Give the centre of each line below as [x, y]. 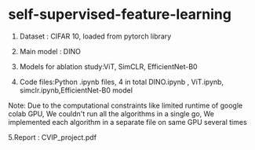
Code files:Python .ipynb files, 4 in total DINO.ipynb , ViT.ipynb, [122, 82]
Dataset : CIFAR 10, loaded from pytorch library [95, 36]
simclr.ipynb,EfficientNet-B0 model [76, 90]
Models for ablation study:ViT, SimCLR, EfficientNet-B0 [108, 66]
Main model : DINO [50, 51]
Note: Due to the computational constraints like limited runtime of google [126, 105]
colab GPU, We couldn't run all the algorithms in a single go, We [111, 113]
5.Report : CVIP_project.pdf [52, 137]
